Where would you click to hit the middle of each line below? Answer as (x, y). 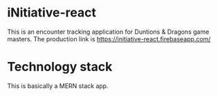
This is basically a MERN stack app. (58, 86)
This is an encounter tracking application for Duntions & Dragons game (108, 32)
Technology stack (60, 67)
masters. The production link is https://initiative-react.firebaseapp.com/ (109, 39)
